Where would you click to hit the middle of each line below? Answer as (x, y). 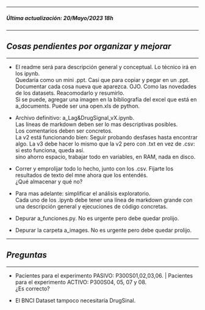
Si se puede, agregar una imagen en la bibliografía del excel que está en (106, 99)
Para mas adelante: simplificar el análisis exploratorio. (83, 193)
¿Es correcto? (32, 289)
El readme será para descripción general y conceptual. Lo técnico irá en (106, 67)
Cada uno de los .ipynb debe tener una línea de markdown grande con (104, 200)
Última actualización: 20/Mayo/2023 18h (60, 18)
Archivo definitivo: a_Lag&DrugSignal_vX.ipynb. (74, 117)
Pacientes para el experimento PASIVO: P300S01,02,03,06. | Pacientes (104, 275)
